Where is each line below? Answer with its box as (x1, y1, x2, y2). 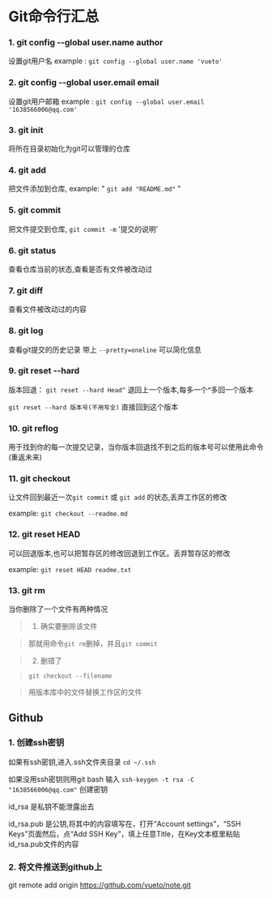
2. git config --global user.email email (8, 77, 159, 88)
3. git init (8, 124, 44, 135)
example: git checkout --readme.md (8, 508, 128, 519)
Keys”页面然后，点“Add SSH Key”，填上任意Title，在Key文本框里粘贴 (8, 828, 240, 839)
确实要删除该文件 (40, 622, 98, 631)
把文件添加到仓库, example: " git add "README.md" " (8, 184, 181, 194)
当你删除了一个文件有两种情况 (8, 605, 108, 614)
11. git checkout (8, 473, 71, 485)
